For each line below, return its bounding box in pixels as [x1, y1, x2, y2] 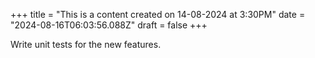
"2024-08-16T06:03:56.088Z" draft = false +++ [10, 19, 208, 31]
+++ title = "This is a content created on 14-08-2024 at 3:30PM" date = [10, 9, 306, 20]
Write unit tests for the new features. [10, 39, 162, 50]
